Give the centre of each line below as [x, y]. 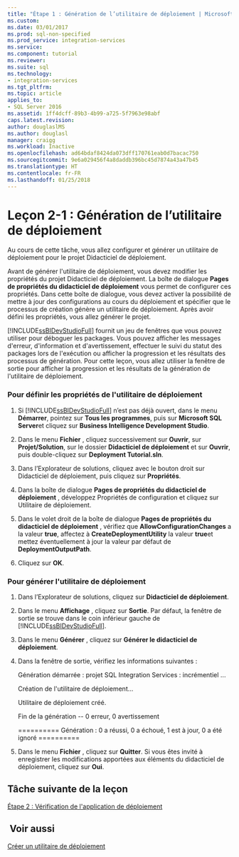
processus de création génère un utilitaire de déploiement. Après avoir [111, 309]
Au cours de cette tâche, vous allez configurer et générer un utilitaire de [113, 250]
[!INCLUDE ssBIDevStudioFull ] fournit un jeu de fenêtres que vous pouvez [115, 331]
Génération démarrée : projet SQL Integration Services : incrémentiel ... [122, 675]
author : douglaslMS [36, 127]
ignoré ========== [49, 738]
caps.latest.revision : [41, 120]
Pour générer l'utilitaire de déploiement [76, 581]
